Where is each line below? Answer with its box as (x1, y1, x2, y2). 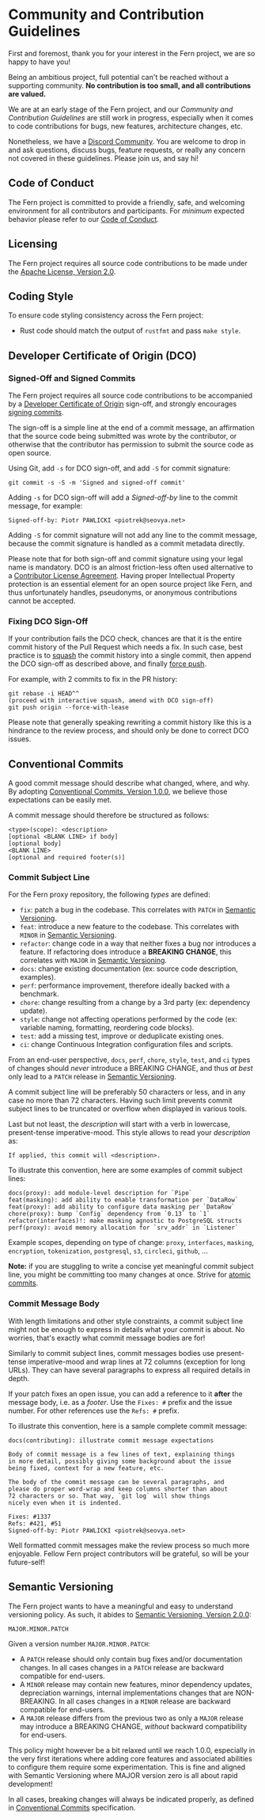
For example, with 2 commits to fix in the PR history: (8, 675, 178, 684)
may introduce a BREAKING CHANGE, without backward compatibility (19, 1721, 248, 1731)
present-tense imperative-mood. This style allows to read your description (8, 1128, 251, 1137)
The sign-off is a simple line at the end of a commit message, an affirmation (8, 423, 256, 432)
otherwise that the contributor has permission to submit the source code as (8, 440, 255, 449)
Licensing (8, 238, 58, 251)
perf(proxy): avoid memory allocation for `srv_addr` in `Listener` (8, 1224, 239, 1232)
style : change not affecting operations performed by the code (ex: (19, 1015, 237, 1024)
